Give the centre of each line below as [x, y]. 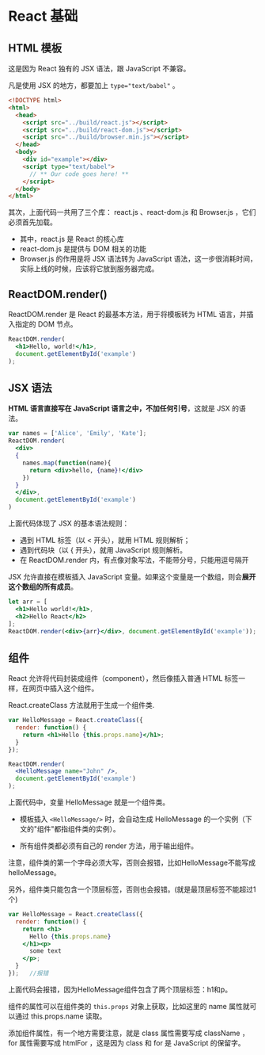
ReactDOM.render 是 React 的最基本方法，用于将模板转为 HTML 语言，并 [127, 315]
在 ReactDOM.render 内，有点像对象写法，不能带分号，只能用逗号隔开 [134, 560]
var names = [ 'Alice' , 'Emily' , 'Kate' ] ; [78, 434]
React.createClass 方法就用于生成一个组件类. [81, 705]
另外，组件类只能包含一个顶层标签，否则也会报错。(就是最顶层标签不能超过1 [132, 889]
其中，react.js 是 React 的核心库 [72, 239]
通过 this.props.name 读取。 [61, 1016]
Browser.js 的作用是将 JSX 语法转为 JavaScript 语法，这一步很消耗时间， [138, 259]
